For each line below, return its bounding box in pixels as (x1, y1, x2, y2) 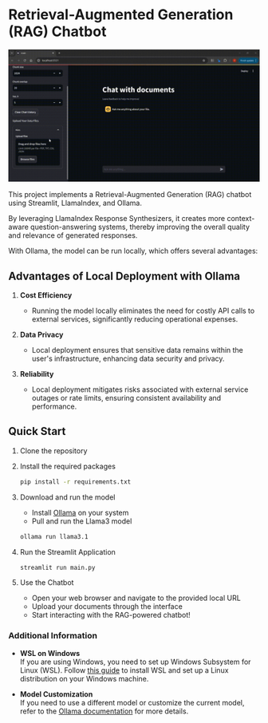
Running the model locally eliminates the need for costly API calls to (31, 306, 255, 316)
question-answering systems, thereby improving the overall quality (30, 222, 250, 232)
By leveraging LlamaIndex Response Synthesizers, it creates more (8, 214, 226, 223)
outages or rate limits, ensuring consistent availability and (31, 393, 222, 403)
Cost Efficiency (19, 290, 73, 300)
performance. (31, 401, 77, 412)
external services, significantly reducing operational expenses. (31, 314, 238, 324)
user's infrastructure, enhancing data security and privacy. (31, 354, 225, 364)
